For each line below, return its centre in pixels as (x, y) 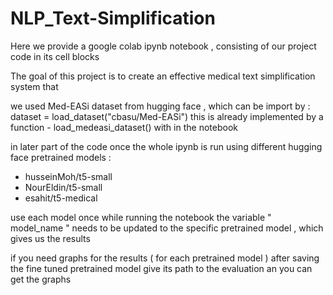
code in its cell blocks (55, 56)
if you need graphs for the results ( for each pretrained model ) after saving (165, 258)
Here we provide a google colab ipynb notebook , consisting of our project (163, 46)
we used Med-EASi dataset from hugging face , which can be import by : (160, 106)
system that (34, 86)
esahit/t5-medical (61, 198)
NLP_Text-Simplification (113, 18)
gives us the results (50, 238)
